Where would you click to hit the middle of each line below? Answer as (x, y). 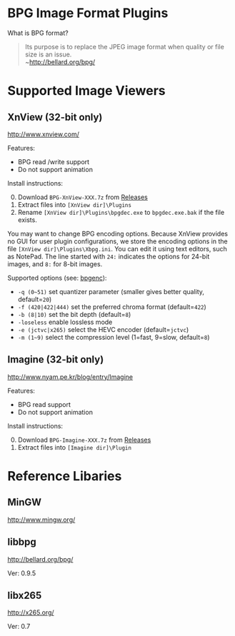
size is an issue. (48, 54)
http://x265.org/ (31, 612)
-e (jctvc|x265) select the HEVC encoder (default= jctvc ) (103, 329)
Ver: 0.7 (19, 627)
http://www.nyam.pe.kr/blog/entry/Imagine (70, 377)
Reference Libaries (65, 476)
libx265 (25, 595)
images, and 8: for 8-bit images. (55, 264)
